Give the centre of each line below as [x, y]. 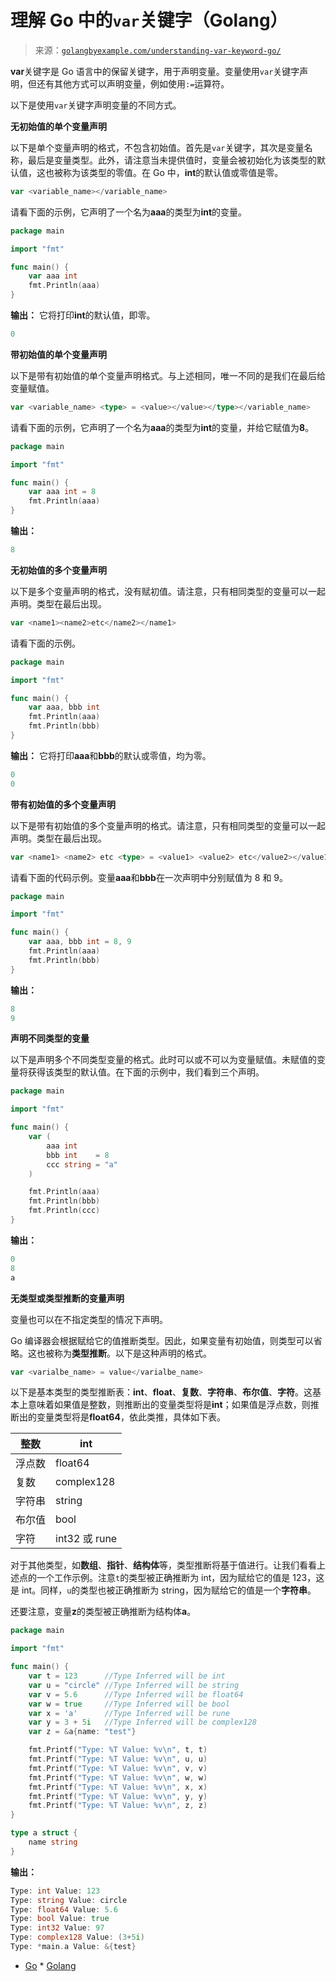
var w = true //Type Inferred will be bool [129, 1704]
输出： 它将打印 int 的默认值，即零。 [83, 315]
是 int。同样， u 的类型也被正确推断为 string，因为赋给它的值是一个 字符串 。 [163, 1590]
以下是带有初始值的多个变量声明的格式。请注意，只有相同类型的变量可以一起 [168, 825]
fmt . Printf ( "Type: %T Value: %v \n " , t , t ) [118, 1750]
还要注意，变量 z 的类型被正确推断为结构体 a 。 [103, 1612]
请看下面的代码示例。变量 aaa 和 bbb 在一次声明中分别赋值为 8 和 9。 [149, 877]
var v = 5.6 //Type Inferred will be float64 [136, 1694]
